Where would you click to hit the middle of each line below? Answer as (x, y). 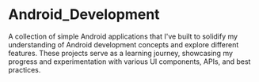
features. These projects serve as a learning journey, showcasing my (121, 53)
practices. (25, 69)
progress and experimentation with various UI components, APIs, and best (129, 61)
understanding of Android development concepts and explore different (124, 44)
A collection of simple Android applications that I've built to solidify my (123, 36)
